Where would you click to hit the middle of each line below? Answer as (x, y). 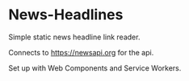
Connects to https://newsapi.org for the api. (81, 52)
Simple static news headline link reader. (74, 37)
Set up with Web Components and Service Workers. (95, 68)
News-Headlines (66, 15)
